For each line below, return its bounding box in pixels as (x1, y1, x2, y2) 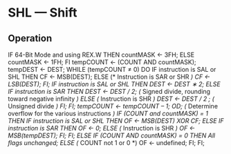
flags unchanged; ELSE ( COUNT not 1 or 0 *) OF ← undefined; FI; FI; (8, 139, 205, 146)
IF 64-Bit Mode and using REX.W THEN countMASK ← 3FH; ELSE (8, 50, 195, 59)
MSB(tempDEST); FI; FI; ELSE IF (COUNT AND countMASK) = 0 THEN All (8, 131, 216, 139)
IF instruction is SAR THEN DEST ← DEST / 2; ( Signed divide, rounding (8, 88, 210, 95)
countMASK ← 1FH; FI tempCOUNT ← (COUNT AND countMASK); (8, 58, 196, 66)
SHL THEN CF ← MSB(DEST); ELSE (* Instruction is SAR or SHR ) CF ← (8, 73, 210, 81)
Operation (8, 32, 53, 44)
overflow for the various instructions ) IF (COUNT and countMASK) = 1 (8, 109, 208, 117)
